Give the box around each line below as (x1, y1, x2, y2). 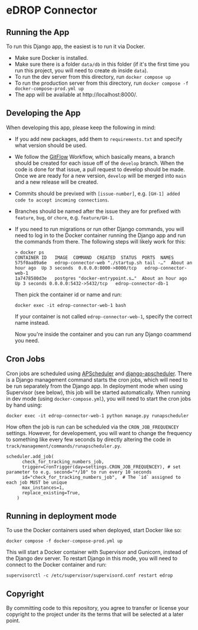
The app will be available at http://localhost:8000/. (14, 91, 138, 98)
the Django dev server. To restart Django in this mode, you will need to (6, 555, 178, 562)
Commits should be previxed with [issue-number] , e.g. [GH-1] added (14, 190, 180, 197)
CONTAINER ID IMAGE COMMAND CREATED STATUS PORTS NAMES (14, 254, 174, 261)
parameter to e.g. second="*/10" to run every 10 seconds (6, 469, 152, 475)
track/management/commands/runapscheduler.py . (6, 442, 122, 449)
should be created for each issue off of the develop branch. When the (14, 159, 184, 167)
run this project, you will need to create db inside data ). (14, 67, 148, 74)
